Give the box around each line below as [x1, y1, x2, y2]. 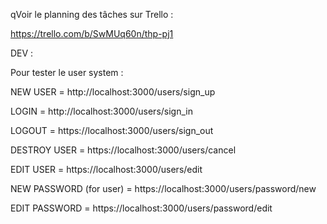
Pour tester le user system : [10, 67, 124, 78]
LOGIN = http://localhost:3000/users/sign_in [10, 105, 193, 117]
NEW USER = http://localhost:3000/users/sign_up [10, 86, 216, 98]
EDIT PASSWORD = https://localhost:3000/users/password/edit [10, 202, 273, 214]
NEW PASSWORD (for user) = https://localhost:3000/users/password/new [10, 183, 317, 194]
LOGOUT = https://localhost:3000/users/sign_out [10, 125, 214, 136]
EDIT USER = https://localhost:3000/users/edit [10, 164, 203, 175]
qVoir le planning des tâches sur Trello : [10, 9, 174, 20]
